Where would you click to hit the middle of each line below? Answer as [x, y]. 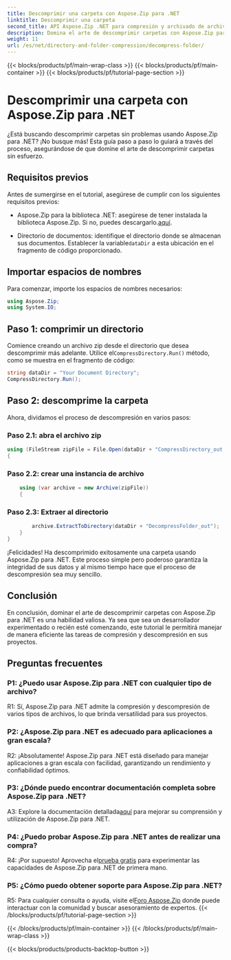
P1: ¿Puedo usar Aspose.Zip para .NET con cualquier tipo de [109, 683]
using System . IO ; [32, 307]
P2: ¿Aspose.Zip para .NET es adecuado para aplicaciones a [110, 732]
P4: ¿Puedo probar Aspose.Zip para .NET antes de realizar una [114, 837]
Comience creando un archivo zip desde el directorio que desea [98, 346]
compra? [22, 845]
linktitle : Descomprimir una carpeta [61, 20]
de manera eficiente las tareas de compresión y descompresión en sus [108, 634]
